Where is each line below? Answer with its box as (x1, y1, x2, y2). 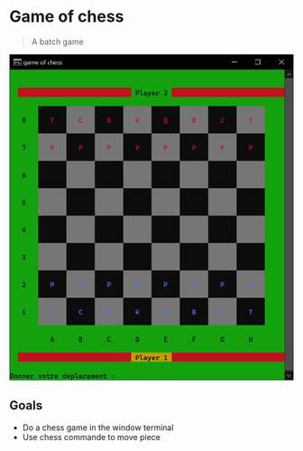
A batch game (31, 36, 84, 47)
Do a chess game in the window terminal (22, 422, 174, 433)
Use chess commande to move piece (22, 431, 161, 442)
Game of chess (9, 6, 124, 27)
